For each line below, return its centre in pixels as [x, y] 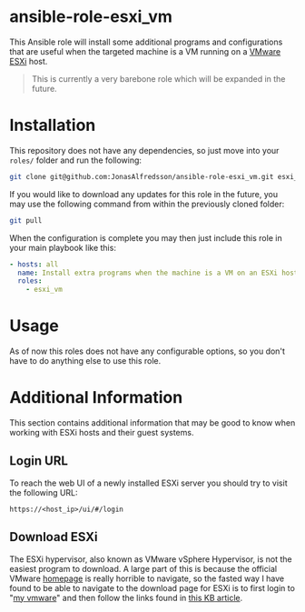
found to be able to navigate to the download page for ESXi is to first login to [152, 587]
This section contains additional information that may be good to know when [152, 423]
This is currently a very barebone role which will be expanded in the [158, 78]
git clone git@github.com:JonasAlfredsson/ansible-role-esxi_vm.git [142, 176]
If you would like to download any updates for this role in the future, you [144, 194]
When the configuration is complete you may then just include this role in [146, 237]
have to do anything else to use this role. [85, 361]
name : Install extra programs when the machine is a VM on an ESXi [148, 273]
